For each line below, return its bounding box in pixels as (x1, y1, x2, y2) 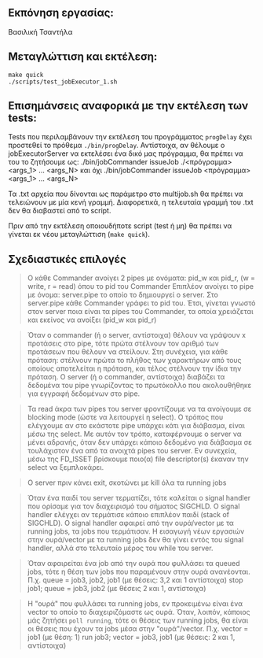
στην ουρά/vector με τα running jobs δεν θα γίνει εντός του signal (27, 535, 244, 545)
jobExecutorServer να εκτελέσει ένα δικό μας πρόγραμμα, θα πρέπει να (8, 149, 243, 158)
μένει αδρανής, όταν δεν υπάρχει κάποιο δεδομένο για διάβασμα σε (27, 438, 253, 447)
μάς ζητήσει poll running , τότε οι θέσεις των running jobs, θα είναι (27, 615, 249, 625)
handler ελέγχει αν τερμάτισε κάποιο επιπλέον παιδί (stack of (27, 510, 230, 519)
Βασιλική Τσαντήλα (8, 27, 73, 36)
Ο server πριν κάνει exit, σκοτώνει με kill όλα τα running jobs (27, 478, 227, 487)
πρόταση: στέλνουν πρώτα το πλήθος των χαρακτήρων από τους (27, 356, 242, 365)
